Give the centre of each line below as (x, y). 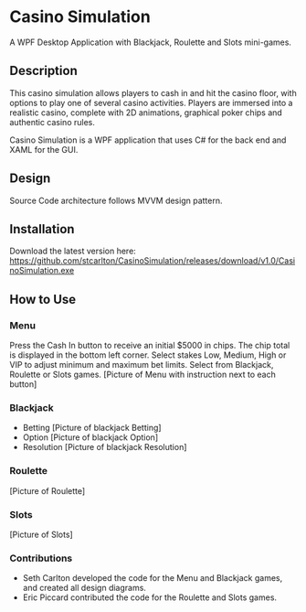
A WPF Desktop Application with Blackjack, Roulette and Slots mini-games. (151, 42)
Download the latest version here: (73, 251)
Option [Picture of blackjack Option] (90, 437)
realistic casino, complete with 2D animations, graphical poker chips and (146, 113)
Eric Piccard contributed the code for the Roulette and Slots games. (149, 597)
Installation (42, 229)
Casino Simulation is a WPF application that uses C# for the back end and (148, 140)
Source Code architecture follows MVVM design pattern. (116, 200)
